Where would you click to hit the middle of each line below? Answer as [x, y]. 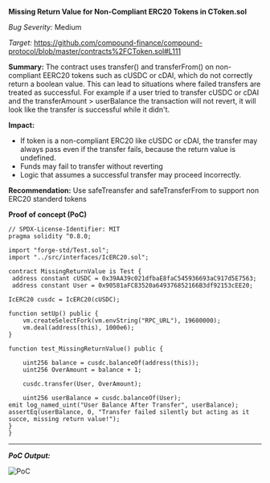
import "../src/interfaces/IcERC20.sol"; [79, 257]
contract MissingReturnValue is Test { [75, 272]
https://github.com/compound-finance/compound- [118, 43]
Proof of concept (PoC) [47, 215]
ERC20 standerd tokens [47, 199]
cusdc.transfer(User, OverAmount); [82, 384]
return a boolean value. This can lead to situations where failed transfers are [135, 84]
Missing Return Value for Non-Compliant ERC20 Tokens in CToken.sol [128, 12]
